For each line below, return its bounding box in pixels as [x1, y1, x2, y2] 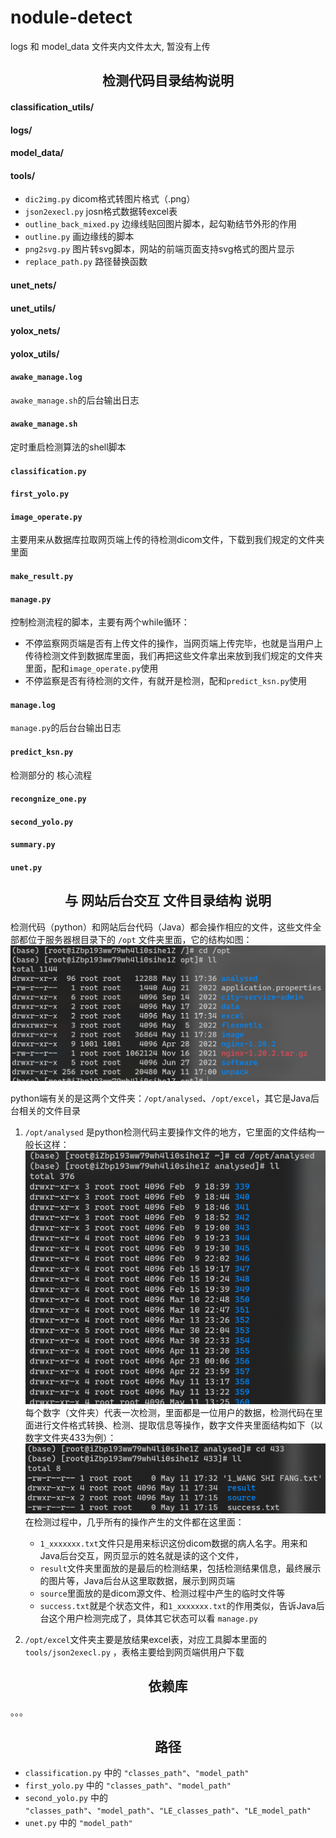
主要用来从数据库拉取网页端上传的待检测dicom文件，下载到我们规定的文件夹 [10, 534, 325, 546]
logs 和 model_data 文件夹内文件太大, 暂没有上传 [10, 40, 211, 52]
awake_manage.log [10, 372, 83, 383]
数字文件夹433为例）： [24, 1431, 117, 1443]
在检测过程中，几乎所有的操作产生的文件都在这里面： [24, 1516, 245, 1528]
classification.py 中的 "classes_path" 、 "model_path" [24, 1767, 250, 1779]
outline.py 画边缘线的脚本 [24, 231, 135, 243]
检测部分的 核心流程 [10, 769, 92, 781]
